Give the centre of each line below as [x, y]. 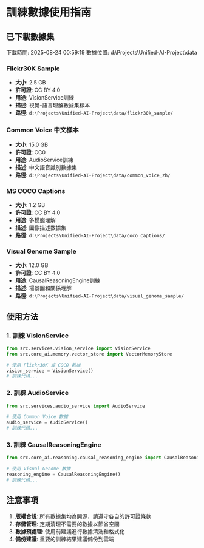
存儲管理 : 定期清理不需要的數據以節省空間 [67, 524]
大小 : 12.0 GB [32, 265]
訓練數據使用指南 [49, 12]
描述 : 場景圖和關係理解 [43, 288]
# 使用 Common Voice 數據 [37, 417]
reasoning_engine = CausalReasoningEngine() [63, 475]
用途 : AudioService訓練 [44, 160]
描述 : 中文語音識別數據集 [46, 167]
